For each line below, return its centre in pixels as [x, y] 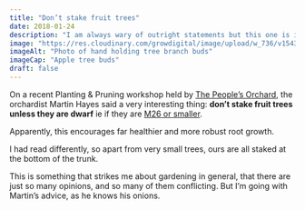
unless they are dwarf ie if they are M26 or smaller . [106, 114]
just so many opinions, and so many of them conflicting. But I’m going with [149, 185]
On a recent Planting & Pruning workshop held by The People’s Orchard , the [151, 94]
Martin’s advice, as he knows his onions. [85, 195]
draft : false [34, 69]
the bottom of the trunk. [54, 158]
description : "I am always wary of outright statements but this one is [150, 35]
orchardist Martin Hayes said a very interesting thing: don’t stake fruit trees [151, 104]
